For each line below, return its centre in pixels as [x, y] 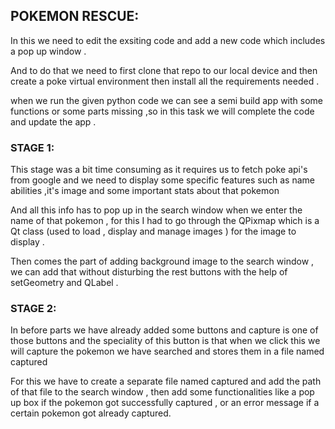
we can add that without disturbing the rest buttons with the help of [149, 272]
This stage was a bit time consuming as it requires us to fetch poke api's [159, 170]
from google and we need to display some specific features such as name [162, 180]
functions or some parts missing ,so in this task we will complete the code [162, 111]
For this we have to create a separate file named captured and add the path [166, 381]
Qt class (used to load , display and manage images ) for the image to [153, 231]
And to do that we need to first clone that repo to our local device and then [164, 70]
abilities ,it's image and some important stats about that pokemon [145, 191]
